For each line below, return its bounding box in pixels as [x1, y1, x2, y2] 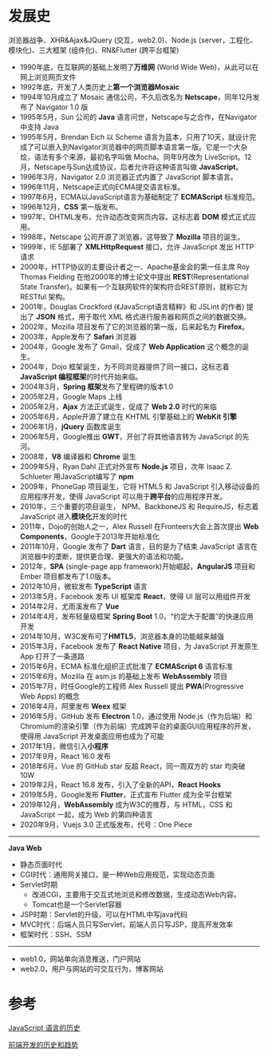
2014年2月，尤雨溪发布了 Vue [19, 601, 120, 611]
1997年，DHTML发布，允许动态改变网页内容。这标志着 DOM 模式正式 [19, 212, 250, 221]
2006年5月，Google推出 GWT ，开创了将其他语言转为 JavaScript [19, 431, 234, 441]
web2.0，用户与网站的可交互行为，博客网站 [19, 964, 164, 973]
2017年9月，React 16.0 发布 [19, 751, 112, 761]
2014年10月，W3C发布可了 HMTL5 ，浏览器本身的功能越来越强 [19, 631, 225, 641]
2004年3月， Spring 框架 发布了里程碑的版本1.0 [19, 381, 174, 391]
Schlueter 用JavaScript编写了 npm [19, 471, 134, 481]
